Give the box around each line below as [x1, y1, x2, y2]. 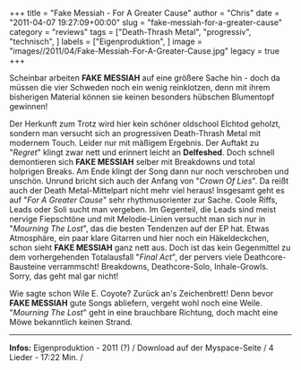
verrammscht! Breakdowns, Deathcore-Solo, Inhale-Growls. [47, 262, 269, 271]
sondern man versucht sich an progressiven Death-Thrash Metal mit [9, 128, 262, 138]
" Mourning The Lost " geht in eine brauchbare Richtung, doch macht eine [9, 307, 279, 317]
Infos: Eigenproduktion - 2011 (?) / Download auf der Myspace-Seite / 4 [9, 342, 274, 353]
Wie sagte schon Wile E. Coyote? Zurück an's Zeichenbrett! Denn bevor [9, 288, 274, 298]
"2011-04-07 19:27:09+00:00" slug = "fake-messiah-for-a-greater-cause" [9, 17, 283, 28]
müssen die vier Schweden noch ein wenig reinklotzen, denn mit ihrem [9, 82, 271, 92]
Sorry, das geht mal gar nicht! [9, 271, 119, 281]
